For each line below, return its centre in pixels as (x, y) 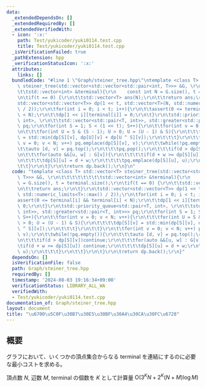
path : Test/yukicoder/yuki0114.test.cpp (70, 40)
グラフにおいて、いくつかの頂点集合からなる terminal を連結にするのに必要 (101, 356)
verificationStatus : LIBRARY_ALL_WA (59, 286)
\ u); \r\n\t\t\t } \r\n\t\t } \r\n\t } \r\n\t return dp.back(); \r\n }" (101, 251)
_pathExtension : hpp (38, 58)
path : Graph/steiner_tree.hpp (50, 269)
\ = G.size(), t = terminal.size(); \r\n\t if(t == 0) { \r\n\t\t (100, 183)
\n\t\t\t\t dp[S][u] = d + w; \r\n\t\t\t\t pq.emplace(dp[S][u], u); (104, 160)
